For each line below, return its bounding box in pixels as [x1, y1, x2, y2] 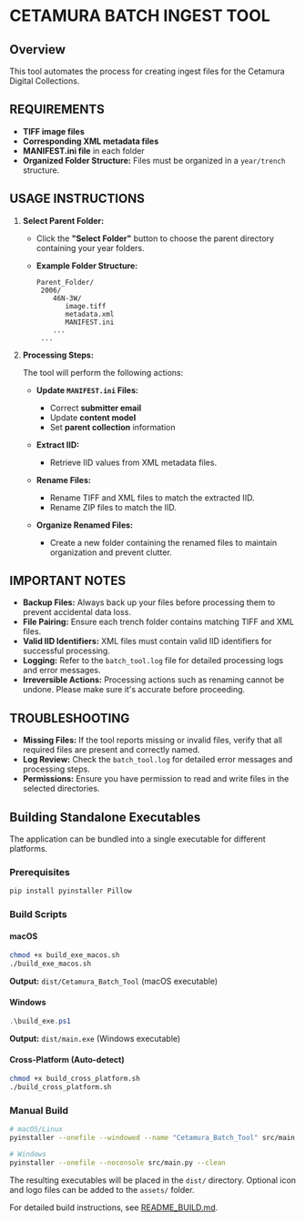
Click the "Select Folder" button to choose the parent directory [36, 233, 275, 244]
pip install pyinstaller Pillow [9, 886, 132, 896]
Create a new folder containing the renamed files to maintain [49, 537, 278, 548]
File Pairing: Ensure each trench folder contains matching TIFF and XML [22, 616, 294, 628]
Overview [9, 42, 66, 57]
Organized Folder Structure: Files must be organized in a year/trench [22, 155, 286, 166]
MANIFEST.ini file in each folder [22, 145, 145, 156]
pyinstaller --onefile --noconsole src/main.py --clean [9, 1158, 226, 1167]
